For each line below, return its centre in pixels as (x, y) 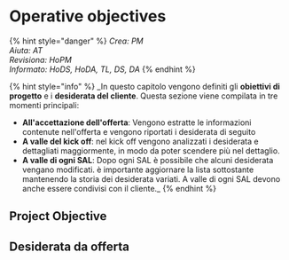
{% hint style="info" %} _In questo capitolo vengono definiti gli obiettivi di (145, 86)
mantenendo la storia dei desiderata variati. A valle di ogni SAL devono (151, 178)
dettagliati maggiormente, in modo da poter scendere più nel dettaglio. (151, 150)
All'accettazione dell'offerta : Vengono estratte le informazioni (137, 122)
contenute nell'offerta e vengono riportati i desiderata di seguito (139, 131)
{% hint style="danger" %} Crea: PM (76, 41)
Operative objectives (88, 16)
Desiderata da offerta (70, 246)
